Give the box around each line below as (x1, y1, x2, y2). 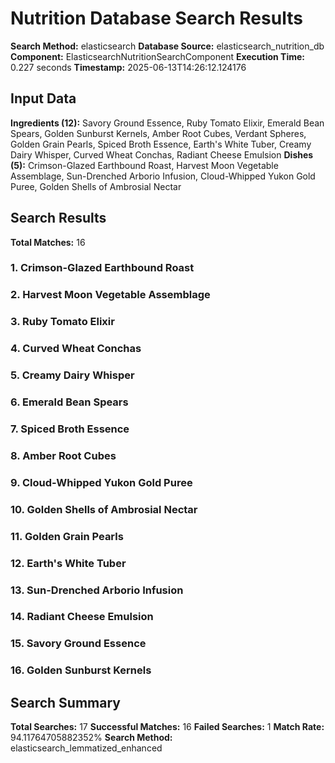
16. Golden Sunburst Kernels (10, 663, 152, 677)
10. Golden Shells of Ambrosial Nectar (10, 502, 198, 516)
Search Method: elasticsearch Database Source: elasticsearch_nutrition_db (10, 40, 325, 52)
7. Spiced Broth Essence (10, 422, 130, 436)
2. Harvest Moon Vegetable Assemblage (10, 288, 211, 302)
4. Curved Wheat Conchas (10, 342, 142, 356)
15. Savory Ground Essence (10, 637, 147, 651)
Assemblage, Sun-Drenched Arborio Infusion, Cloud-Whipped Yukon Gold (10, 170, 316, 182)
